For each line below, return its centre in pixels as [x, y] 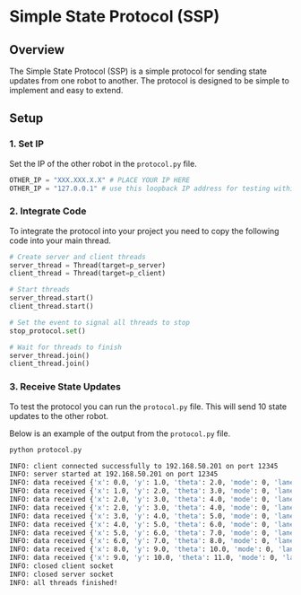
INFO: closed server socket [62, 574]
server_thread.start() [52, 298]
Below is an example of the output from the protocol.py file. [120, 433]
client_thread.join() [50, 364]
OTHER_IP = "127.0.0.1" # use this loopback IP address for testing [140, 188]
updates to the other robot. [59, 416]
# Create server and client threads [77, 257]
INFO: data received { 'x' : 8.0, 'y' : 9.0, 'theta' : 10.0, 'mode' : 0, [142, 549]
